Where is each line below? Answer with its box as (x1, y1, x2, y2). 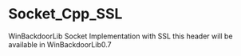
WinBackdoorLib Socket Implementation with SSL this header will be (8, 31, 233, 41)
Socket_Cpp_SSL (8, 5, 123, 23)
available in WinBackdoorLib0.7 (8, 39, 112, 49)
